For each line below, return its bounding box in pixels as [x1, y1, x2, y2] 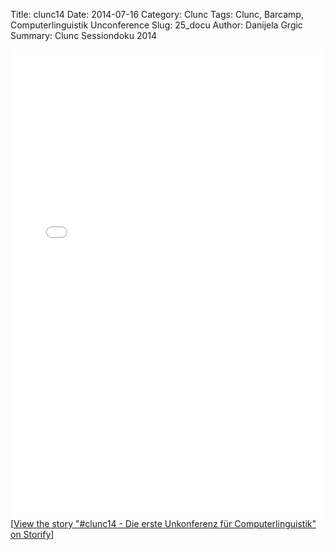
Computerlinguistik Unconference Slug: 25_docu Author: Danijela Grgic [10, 19, 303, 31]
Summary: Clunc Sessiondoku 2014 [10, 30, 158, 41]
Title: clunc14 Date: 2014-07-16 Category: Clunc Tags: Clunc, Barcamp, [10, 9, 304, 20]
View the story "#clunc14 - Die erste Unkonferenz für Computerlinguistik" [13, 518, 317, 529]
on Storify [10, 529, 52, 540]
